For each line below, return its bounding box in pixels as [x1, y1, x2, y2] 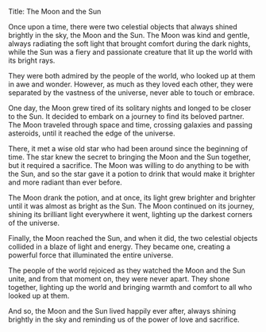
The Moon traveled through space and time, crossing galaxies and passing [8, 120, 253, 129]
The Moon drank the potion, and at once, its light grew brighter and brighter [8, 193, 256, 202]
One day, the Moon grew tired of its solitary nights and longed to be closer [8, 103, 252, 113]
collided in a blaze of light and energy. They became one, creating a [8, 242, 231, 251]
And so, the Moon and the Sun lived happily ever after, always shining [8, 307, 237, 315]
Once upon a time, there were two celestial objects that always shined [8, 22, 238, 31]
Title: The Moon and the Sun [8, 7, 102, 16]
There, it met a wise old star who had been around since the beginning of [8, 144, 249, 153]
